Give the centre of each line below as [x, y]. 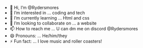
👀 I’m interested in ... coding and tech [47, 13]
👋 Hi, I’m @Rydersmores [34, 8]
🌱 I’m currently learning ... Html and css [49, 18]
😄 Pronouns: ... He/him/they [38, 36]
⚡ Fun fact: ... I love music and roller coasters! [56, 41]
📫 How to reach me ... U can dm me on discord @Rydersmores [74, 29]
